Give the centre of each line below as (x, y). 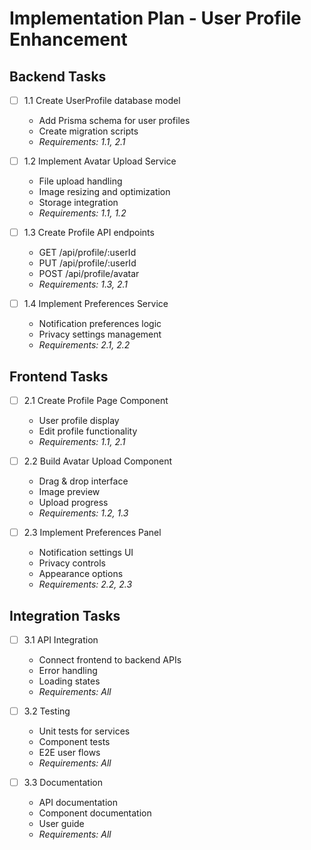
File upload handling (80, 181)
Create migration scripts (88, 131)
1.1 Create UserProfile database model (102, 100)
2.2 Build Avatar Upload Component (98, 461)
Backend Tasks (58, 76)
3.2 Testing (47, 711)
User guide (61, 824)
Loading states (69, 681)
